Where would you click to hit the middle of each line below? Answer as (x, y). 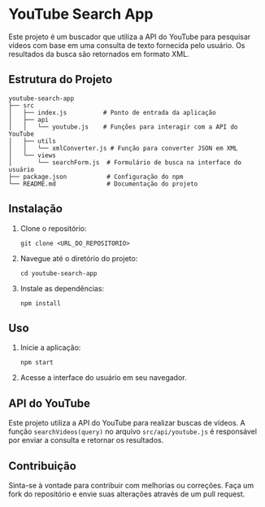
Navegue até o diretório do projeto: (79, 258)
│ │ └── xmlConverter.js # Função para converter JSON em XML (123, 148)
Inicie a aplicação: (50, 347)
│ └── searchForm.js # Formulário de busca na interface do (125, 162)
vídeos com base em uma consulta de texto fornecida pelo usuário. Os (127, 45)
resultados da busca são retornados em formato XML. (99, 54)
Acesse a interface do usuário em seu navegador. (103, 378)
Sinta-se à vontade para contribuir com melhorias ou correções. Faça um (131, 485)
